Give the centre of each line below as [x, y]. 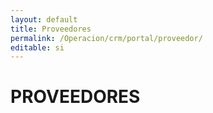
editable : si [37, 47]
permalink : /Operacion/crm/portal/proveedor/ [106, 38]
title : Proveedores [51, 29]
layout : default [44, 19]
